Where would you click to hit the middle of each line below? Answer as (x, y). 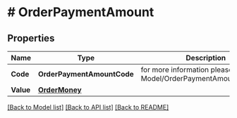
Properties (31, 38)
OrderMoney (60, 90)
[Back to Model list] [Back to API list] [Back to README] (88, 107)
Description (206, 58)
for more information (175, 70)
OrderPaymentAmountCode (86, 74)
